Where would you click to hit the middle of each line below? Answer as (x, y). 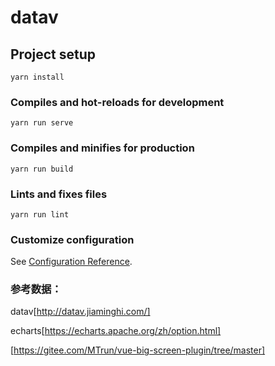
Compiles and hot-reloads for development (117, 102)
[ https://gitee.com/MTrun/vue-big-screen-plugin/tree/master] (138, 350)
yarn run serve (42, 123)
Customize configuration (72, 239)
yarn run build (42, 169)
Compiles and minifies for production (102, 148)
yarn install (37, 77)
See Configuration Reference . (71, 262)
